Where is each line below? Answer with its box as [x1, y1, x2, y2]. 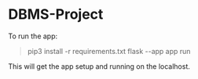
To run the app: [8, 31, 58, 41]
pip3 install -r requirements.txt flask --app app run [27, 46, 191, 56]
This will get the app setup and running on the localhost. [8, 61, 191, 71]
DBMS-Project [8, 5, 104, 23]
